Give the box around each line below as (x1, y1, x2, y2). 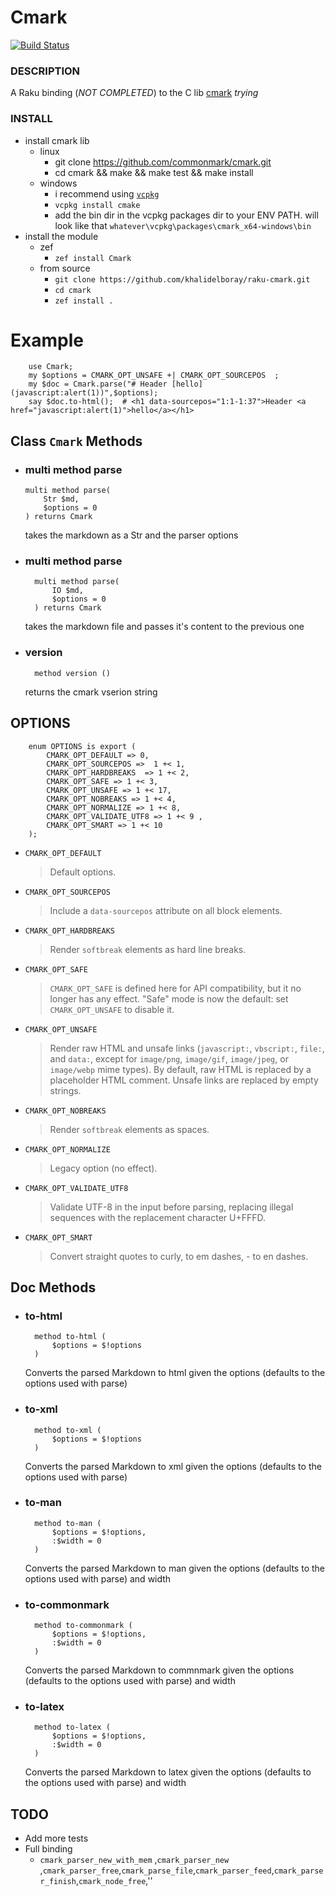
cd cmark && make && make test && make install (54, 166, 254, 178)
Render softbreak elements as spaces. (49, 1123, 210, 1135)
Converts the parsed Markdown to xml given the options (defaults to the (24, 1460, 322, 1472)
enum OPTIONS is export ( (28, 741, 137, 751)
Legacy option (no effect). (49, 1162, 158, 1174)
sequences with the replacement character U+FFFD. (49, 1211, 266, 1223)
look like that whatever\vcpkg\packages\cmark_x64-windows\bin (54, 219, 312, 231)
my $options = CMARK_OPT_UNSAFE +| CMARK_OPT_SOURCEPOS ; (28, 371, 280, 381)
